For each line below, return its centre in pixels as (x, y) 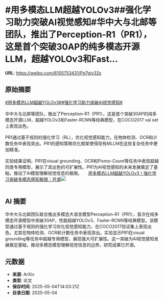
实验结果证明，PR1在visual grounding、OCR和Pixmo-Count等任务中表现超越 (82, 161)
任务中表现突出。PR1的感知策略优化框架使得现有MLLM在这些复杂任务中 (81, 143)
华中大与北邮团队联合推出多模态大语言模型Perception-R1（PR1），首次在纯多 (82, 214)
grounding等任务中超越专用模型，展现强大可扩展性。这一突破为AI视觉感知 (80, 239)
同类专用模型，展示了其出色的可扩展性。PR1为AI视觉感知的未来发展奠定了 (80, 167)
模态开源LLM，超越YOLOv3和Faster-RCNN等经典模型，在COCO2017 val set (82, 120)
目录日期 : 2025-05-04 (35, 293)
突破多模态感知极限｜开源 (35, 179)
